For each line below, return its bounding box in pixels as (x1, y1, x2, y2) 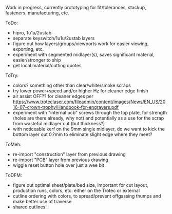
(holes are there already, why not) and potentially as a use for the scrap (12, 115, 164, 121)
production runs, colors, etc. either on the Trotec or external (12, 187, 140, 193)
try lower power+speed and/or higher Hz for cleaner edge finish (12, 88, 148, 94)
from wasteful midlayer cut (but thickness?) (12, 121, 105, 126)
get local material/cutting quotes (12, 63, 82, 68)
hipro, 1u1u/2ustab (12, 30, 52, 35)
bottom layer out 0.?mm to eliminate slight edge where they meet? (12, 131, 152, 138)
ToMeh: (5, 141, 22, 147)
